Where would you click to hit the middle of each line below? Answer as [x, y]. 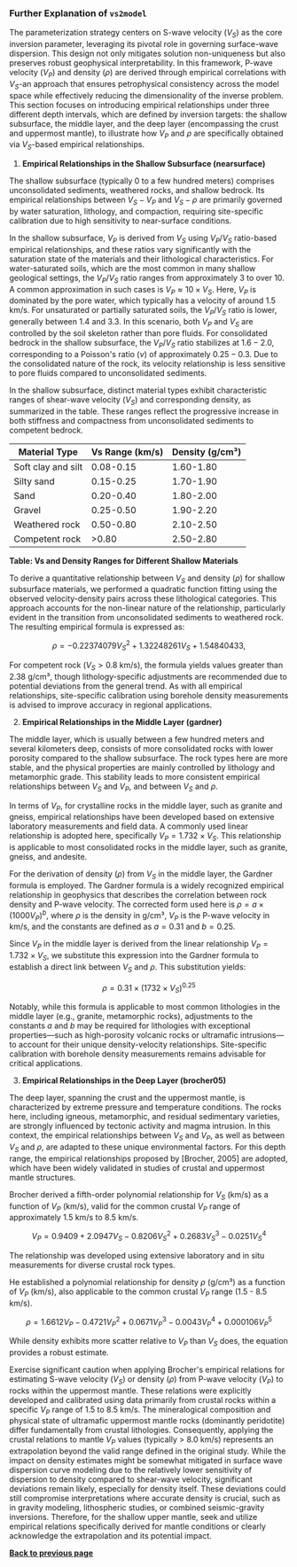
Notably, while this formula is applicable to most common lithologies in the [145, 1007]
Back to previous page [51, 1553]
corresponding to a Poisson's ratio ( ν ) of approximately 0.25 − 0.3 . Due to [144, 354]
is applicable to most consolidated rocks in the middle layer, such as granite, [148, 847]
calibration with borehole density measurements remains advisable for [138, 1054]
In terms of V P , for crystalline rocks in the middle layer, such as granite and [146, 807]
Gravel [27, 510]
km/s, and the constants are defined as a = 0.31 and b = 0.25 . [122, 927]
